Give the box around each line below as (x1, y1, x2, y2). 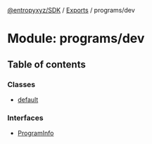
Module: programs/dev (7, 31, 145, 46)
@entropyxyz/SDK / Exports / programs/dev (7, 6, 135, 14)
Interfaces (7, 112, 44, 122)
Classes (7, 79, 36, 89)
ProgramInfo (17, 129, 54, 138)
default (17, 95, 39, 104)
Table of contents (7, 58, 86, 70)
